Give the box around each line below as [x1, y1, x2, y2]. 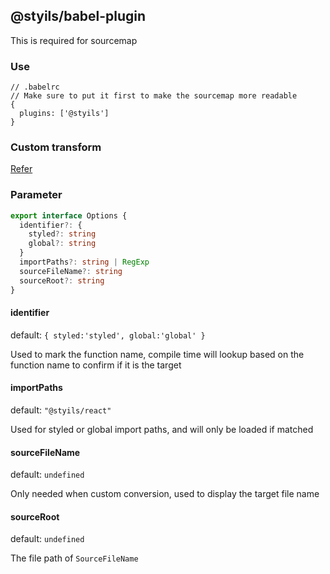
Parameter [10, 188, 63, 202]
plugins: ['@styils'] [19, 109, 110, 119]
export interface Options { [10, 210, 128, 221]
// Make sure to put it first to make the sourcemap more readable [10, 91, 298, 101]
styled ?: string [28, 229, 97, 239]
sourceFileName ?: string [19, 266, 123, 276]
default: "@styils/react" [10, 404, 112, 416]
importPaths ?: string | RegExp [19, 257, 150, 268]
